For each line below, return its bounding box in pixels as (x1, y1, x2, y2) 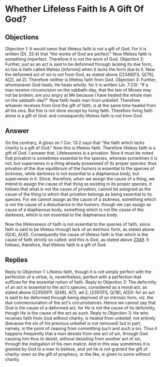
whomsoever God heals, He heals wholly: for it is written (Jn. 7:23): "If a (5, 82, 148, 88)
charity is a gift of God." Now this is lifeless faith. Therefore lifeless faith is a (5, 144, 156, 151)
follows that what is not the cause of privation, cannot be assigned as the (5, 186, 151, 192)
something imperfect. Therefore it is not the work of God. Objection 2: (5, 56, 144, 62)
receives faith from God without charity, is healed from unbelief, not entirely (5, 315, 156, 321)
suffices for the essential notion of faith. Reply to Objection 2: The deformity (5, 279, 157, 285)
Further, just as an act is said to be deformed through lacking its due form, (5, 62, 153, 67)
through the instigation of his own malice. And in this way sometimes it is (5, 341, 150, 347)
